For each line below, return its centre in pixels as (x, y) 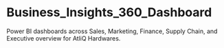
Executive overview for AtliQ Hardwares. (64, 38)
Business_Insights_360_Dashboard (109, 13)
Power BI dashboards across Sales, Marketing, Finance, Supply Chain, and (112, 31)
